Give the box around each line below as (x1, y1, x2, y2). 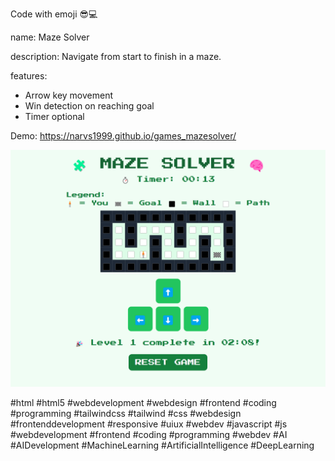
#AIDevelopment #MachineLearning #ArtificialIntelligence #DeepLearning (10, 439, 315, 451)
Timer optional (24, 111, 85, 122)
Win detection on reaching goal (24, 100, 155, 112)
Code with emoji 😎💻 (10, 8, 98, 20)
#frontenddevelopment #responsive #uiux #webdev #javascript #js (10, 418, 288, 430)
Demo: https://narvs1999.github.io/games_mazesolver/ (10, 130, 237, 142)
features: (10, 70, 48, 82)
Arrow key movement (24, 89, 114, 101)
